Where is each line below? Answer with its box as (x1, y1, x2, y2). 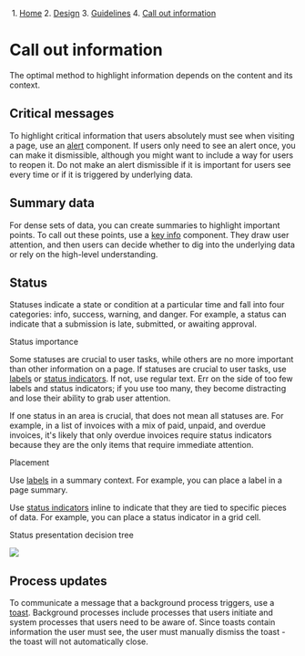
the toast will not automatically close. (9, 636, 148, 647)
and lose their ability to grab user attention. (9, 392, 171, 404)
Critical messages (9, 106, 115, 121)
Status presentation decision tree (9, 529, 134, 541)
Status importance (9, 337, 79, 348)
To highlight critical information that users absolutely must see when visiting (9, 130, 295, 141)
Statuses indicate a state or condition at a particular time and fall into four (9, 299, 285, 310)
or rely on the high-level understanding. (9, 248, 158, 259)
